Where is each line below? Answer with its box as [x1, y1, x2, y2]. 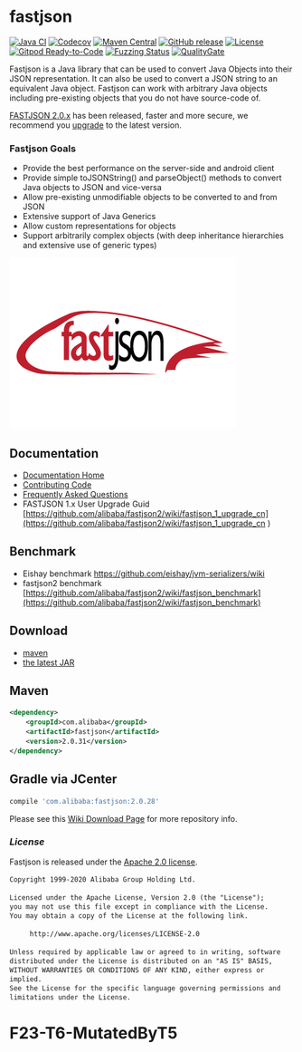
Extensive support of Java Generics [22, 211, 156, 222]
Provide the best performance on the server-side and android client [22, 163, 275, 174]
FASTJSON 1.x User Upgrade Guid [22, 498, 150, 509]
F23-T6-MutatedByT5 [9, 1023, 178, 1044]
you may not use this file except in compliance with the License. [9, 902, 269, 912]
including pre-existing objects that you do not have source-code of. [9, 92, 261, 103]
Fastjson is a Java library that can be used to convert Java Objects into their [9, 63, 293, 74]
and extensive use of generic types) [22, 240, 157, 251]
